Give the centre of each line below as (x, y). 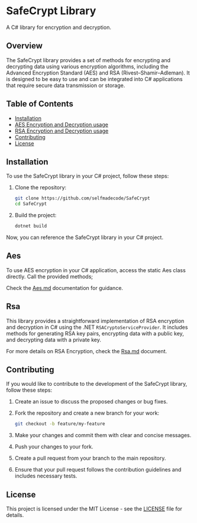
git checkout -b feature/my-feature (60, 424)
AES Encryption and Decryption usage (61, 124)
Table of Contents (40, 104)
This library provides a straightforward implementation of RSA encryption (95, 321)
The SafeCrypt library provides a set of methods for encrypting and (88, 60)
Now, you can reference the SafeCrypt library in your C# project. (85, 237)
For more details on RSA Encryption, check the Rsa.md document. (87, 351)
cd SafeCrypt (31, 204)
